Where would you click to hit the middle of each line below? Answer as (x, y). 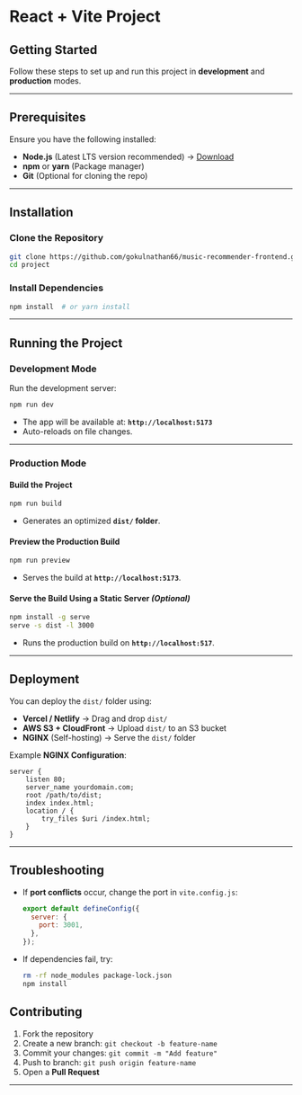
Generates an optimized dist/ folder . (91, 521)
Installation (41, 213)
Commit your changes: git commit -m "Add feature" (120, 1053)
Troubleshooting (57, 871)
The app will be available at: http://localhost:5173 (117, 422)
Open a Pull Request (61, 1072)
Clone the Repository (57, 238)
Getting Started (53, 50)
